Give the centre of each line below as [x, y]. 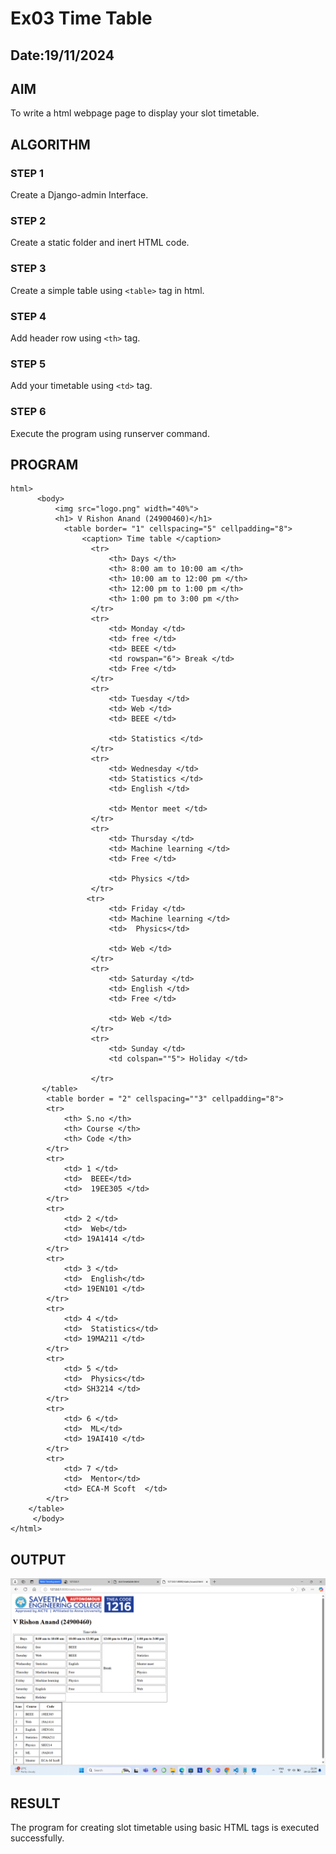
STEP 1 [27, 173]
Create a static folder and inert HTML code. [100, 243]
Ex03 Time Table [81, 18]
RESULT [35, 1803]
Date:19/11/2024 [62, 55]
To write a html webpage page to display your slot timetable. [135, 113]
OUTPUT [38, 1559]
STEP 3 [28, 269]
